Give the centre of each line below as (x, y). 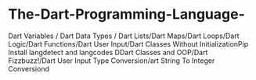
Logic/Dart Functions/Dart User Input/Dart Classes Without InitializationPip (128, 43)
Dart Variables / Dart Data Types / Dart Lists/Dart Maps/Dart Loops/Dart (124, 36)
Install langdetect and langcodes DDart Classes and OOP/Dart (108, 52)
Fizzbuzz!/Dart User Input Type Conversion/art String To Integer (112, 61)
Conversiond (29, 68)
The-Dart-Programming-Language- (126, 14)
